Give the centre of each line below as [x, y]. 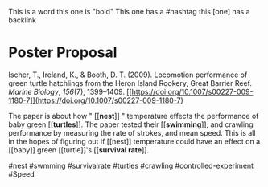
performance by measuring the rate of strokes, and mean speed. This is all [132, 132]
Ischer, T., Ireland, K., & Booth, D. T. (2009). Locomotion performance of [128, 75]
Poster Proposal [63, 53]
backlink [22, 20]
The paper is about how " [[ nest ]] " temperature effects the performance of [134, 116]
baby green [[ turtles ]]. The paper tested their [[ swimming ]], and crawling [131, 124]
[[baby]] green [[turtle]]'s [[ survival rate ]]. [79, 150]
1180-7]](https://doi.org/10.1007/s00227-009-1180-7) [96, 100]
